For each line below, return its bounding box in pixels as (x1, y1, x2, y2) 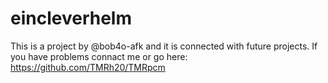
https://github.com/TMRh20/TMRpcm (10, 61, 166, 73)
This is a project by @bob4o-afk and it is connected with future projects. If (10, 40, 318, 52)
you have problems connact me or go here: (10, 50, 188, 62)
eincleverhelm (10, 7, 132, 30)
